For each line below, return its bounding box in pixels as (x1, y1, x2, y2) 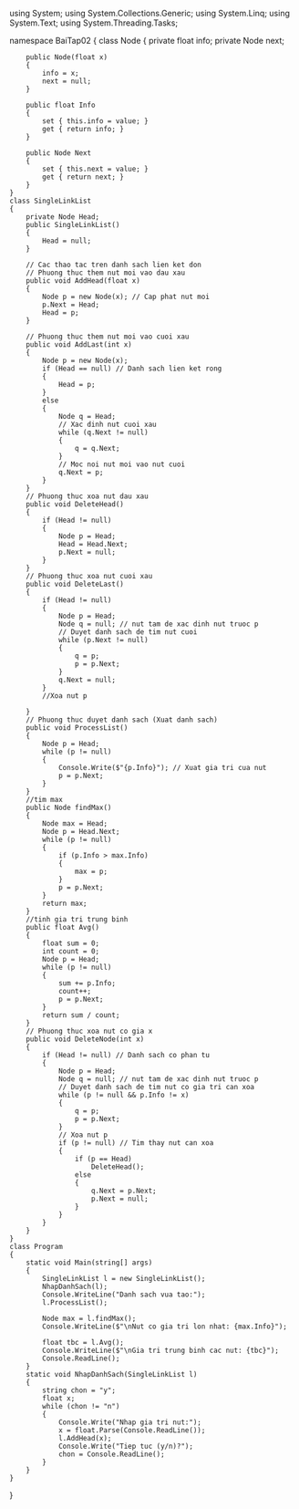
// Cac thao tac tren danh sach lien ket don (26, 260, 202, 269)
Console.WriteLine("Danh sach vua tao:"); (42, 1290, 206, 1299)
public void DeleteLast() (26, 579, 125, 588)
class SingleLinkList (9, 196, 92, 205)
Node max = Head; (42, 819, 108, 828)
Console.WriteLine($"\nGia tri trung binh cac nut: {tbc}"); (42, 1346, 280, 1355)
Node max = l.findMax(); (42, 1314, 137, 1323)
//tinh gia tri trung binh (26, 915, 129, 924)
